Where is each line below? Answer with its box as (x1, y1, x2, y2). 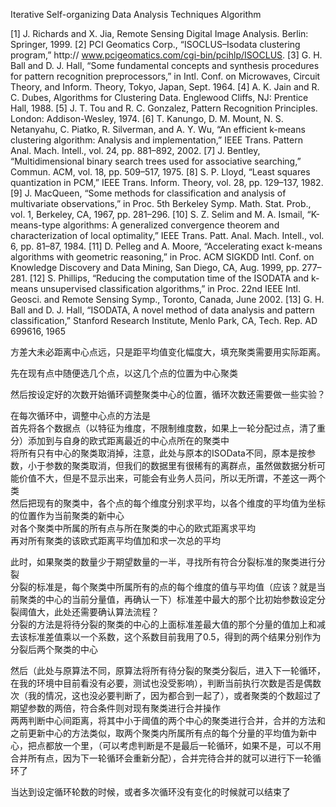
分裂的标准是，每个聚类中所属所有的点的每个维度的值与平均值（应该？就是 (10, 581, 317, 593)
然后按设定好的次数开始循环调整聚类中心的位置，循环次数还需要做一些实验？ (10, 389, 326, 400)
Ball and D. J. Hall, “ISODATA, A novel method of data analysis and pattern (10, 304, 315, 316)
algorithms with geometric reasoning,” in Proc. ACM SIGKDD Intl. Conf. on (10, 251, 315, 263)
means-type (10, 219, 61, 231)
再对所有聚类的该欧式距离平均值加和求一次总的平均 (10, 535, 221, 546)
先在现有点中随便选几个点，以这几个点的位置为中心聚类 (10, 367, 238, 379)
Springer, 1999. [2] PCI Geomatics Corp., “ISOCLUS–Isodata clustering (10, 39, 301, 50)
